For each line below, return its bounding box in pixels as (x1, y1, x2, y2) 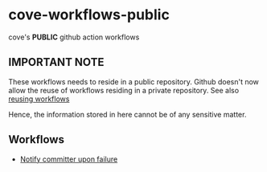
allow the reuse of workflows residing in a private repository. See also (8, 85, 240, 95)
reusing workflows (8, 94, 70, 104)
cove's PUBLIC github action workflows (8, 32, 140, 42)
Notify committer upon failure (19, 154, 118, 164)
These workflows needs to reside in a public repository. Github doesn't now (8, 76, 260, 86)
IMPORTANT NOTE (8, 55, 105, 69)
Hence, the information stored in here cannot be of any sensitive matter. (8, 109, 247, 119)
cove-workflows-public (8, 6, 170, 24)
